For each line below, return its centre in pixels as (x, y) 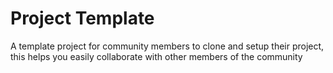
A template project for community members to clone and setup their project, (167, 46)
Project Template (82, 18)
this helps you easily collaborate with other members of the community (156, 56)
